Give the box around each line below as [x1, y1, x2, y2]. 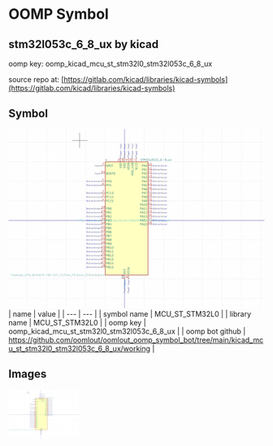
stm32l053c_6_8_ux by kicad [8, 37, 159, 51]
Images [8, 367, 47, 381]
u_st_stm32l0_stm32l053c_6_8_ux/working [8, 343, 151, 353]
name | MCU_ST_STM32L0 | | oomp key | [8, 317, 146, 327]
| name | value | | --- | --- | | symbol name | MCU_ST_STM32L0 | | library [8, 308, 252, 318]
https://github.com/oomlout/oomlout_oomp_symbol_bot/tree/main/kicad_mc [8, 334, 264, 344]
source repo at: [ [8, 75, 64, 84]
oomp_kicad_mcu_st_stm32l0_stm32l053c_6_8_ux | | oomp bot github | [8, 326, 246, 336]
